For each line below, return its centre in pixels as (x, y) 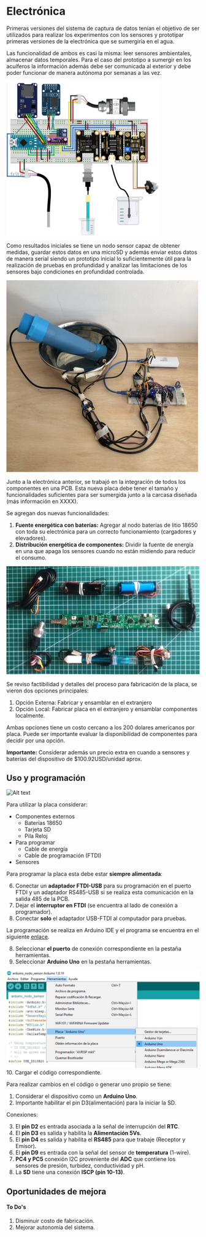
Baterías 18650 (43, 823)
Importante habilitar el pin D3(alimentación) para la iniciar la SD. (96, 1103)
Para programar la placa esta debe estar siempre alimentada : (85, 874)
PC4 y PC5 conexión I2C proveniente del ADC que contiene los (95, 1159)
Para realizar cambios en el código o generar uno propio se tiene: (89, 1084)
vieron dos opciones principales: (48, 691)
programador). (34, 912)
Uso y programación (46, 778)
